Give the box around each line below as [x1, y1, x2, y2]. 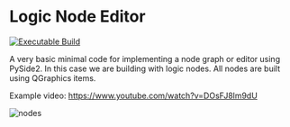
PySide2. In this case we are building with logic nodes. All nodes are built [9, 63, 281, 74]
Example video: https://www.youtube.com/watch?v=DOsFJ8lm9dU [9, 90, 258, 101]
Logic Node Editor [9, 6, 146, 27]
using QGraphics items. [9, 72, 96, 83]
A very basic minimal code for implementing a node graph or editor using [9, 53, 281, 64]
